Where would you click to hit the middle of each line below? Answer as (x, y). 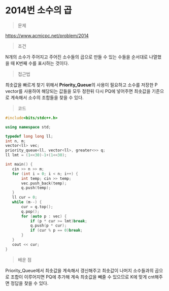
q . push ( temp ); (36, 188)
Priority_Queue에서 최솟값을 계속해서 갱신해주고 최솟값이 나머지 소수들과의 (79, 270)
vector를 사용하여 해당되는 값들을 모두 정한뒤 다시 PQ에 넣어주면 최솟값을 (78, 91)
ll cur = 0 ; (25, 198)
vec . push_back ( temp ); (44, 183)
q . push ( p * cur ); (48, 226)
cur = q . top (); (37, 207)
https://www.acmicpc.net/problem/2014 (47, 36)
